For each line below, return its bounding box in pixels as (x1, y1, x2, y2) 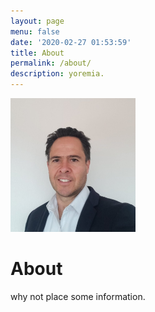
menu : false (10, 26, 60, 37)
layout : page (10, 16, 65, 26)
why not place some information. (10, 290, 146, 302)
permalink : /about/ (10, 58, 92, 69)
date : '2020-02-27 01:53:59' (10, 37, 132, 47)
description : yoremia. (10, 69, 105, 79)
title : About (10, 48, 65, 58)
